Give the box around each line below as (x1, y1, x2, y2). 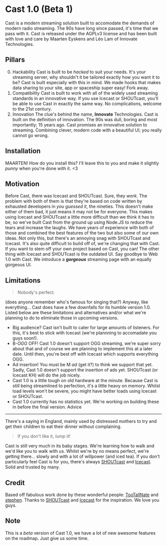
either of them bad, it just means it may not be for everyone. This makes (5, 209, 153, 215)
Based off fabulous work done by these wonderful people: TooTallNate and (5, 492, 159, 498)
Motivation (5, 179, 40, 188)
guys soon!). (12, 335, 38, 341)
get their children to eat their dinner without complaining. (5, 423, 122, 429)
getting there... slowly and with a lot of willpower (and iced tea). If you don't (5, 453, 160, 459)
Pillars (5, 56, 25, 64)
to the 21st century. (12, 106, 52, 112)
